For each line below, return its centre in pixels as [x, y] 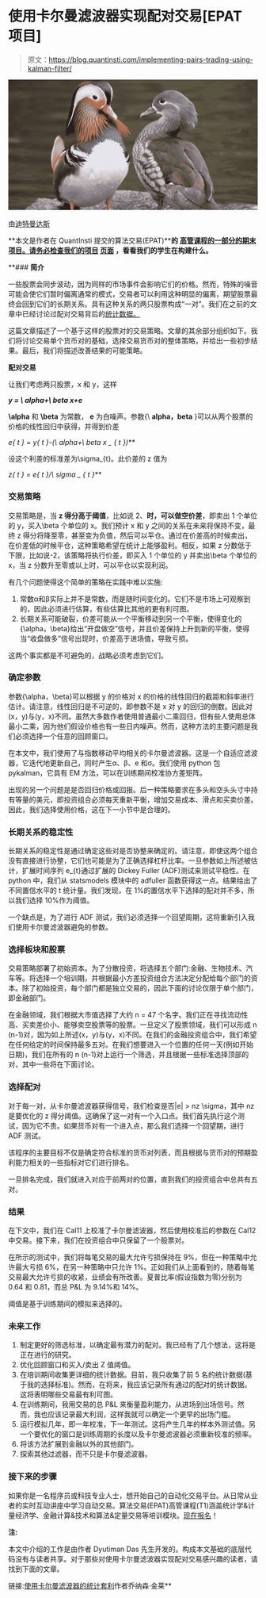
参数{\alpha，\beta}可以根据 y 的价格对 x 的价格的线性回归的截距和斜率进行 [131, 696]
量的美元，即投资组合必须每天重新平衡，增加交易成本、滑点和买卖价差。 [140, 799]
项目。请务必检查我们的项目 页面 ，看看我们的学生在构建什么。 [110, 251]
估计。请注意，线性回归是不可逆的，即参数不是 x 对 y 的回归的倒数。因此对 [131, 706]
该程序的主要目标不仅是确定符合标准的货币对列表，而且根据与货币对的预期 [129, 1152]
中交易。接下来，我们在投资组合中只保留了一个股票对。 [98, 1240]
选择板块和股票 [37, 950]
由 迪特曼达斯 [29, 224]
